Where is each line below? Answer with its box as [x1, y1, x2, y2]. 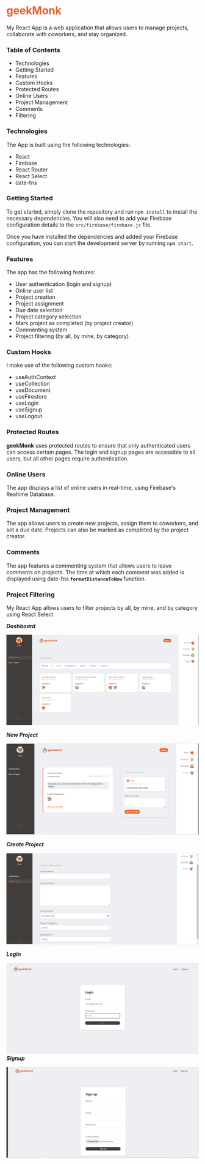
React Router [15, 166, 48, 173]
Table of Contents [6, 45, 61, 54]
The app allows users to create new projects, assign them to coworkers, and [6, 520, 198, 527]
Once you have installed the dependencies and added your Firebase [6, 233, 178, 240]
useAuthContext [15, 374, 56, 381]
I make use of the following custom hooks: [6, 362, 113, 369]
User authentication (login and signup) [15, 280, 112, 288]
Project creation [15, 293, 56, 301]
